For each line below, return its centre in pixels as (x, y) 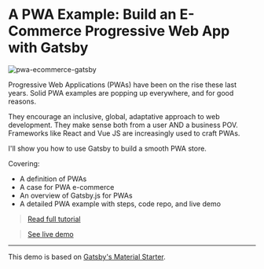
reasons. (22, 101)
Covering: (24, 163)
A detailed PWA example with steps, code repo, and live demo (120, 204)
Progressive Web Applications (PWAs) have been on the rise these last (123, 85)
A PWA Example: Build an (92, 15)
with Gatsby (48, 48)
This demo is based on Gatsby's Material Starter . (87, 256)
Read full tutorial (54, 219)
